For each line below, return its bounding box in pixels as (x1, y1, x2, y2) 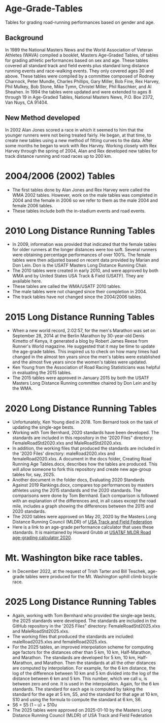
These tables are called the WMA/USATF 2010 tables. (12, 283, 122, 289)
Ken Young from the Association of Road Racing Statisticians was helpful (12, 364, 161, 370)
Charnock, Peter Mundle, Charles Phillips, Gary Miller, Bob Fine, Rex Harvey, (5, 78, 160, 84)
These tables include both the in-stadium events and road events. (12, 208, 146, 214)
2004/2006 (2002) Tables (5, 170, 115, 181)
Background (5, 34, 43, 42)
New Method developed (5, 114, 80, 122)
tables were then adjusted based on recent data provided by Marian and (12, 257, 159, 263)
